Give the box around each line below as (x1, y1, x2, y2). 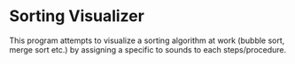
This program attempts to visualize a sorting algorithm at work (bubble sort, (9, 35, 285, 46)
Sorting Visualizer (9, 6, 144, 26)
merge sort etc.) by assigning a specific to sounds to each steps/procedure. (9, 44, 287, 54)
